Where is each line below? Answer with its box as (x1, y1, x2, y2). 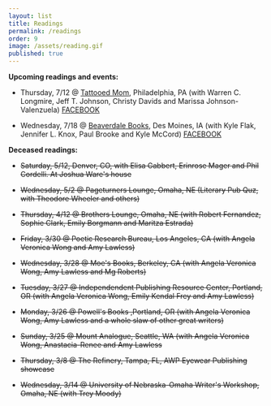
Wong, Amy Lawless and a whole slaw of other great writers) (19, 316, 225, 325)
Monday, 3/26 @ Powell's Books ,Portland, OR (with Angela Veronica (19, 307, 251, 317)
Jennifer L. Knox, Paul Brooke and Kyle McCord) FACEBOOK (19, 129, 222, 139)
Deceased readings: (8, 145, 79, 154)
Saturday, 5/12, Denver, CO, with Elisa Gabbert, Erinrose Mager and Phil (19, 161, 260, 171)
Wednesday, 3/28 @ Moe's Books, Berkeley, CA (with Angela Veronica (19, 258, 256, 268)
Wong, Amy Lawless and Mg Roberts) (19, 267, 147, 276)
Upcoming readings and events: (8, 72, 119, 81)
